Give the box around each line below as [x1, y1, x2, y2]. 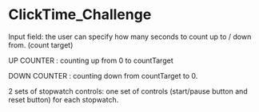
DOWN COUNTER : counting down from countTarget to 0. [8, 71, 198, 80]
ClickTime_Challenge [8, 6, 152, 24]
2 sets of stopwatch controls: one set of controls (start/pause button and [8, 86, 248, 96]
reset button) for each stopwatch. [8, 95, 119, 104]
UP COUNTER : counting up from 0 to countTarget [8, 56, 173, 65]
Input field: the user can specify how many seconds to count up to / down [8, 32, 252, 41]
